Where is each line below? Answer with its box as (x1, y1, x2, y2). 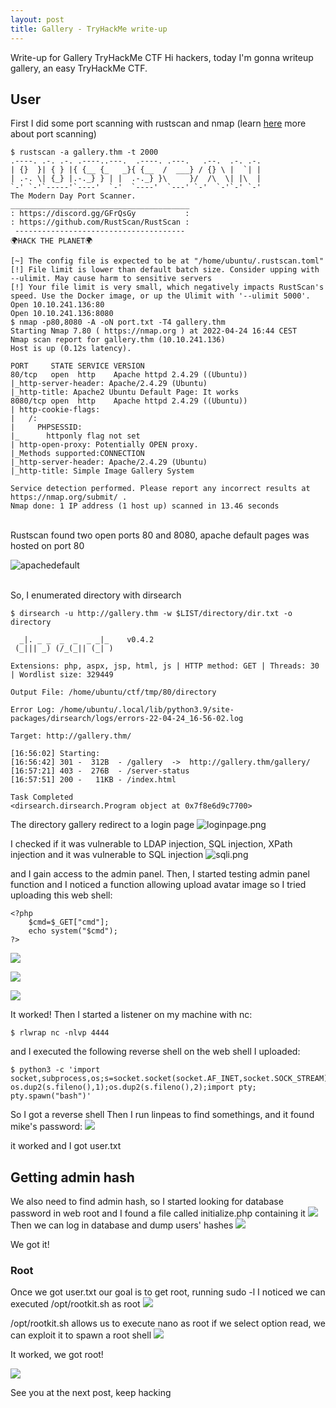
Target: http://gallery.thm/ (10, 731, 132, 741)
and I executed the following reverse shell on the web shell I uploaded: (10, 1046, 301, 1058)
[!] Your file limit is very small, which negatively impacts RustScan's (10, 282, 325, 293)
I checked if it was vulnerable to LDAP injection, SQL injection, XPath (10, 838, 293, 850)
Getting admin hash (10, 1169, 135, 1186)
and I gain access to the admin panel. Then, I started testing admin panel (10, 868, 310, 880)
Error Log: (10, 705, 56, 715)
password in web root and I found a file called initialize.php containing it (10, 1207, 306, 1220)
